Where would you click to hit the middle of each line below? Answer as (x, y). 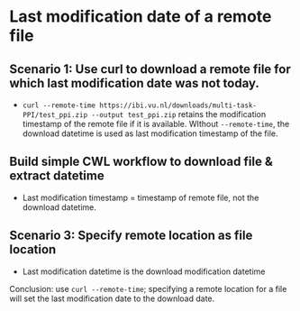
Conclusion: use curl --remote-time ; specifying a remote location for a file (148, 288)
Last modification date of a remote (141, 17)
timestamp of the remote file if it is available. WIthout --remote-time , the (156, 124)
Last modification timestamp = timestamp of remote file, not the (141, 197)
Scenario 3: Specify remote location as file (131, 236)
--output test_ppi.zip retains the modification (179, 114)
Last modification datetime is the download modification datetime (144, 271)
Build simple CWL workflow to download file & (141, 162)
